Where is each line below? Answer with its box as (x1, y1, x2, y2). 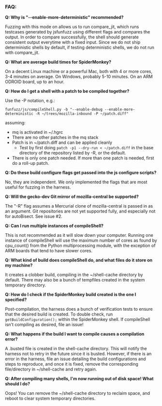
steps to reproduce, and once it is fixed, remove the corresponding (5, 361, 139, 367)
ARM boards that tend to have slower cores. (5, 248, 93, 254)
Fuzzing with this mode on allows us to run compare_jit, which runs (5, 24, 139, 30)
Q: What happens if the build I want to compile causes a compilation (5, 331, 145, 337)
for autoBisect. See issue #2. (5, 213, 63, 219)
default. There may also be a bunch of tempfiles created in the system (5, 277, 145, 283)
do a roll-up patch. (12, 160, 49, 166)
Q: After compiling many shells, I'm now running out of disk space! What (5, 376, 154, 382)
